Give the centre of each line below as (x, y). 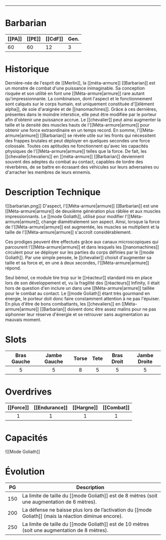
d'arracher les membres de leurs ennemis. (48, 172)
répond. (13, 268)
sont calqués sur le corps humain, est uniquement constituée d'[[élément (80, 104)
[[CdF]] (54, 39)
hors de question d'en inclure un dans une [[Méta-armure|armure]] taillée (80, 288)
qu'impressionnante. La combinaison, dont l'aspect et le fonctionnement (79, 98)
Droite (145, 361)
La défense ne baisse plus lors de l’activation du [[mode (87, 510)
